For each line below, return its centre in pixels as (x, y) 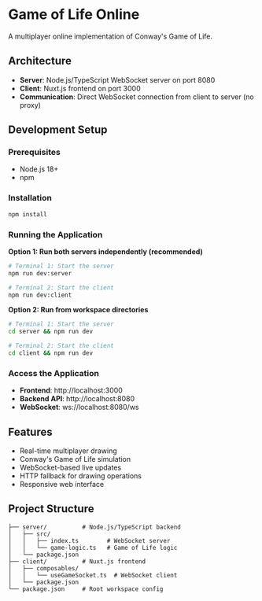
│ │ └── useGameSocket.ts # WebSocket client (93, 575)
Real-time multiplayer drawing (68, 451)
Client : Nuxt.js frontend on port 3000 (80, 88)
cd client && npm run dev (50, 353)
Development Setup (58, 130)
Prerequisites (34, 153)
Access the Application (54, 373)
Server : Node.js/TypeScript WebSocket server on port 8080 (117, 79)
